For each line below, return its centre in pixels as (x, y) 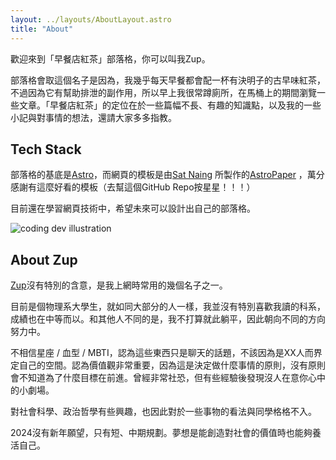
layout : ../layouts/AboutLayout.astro (91, 19)
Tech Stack (46, 149)
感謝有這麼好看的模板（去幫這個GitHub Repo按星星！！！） (133, 187)
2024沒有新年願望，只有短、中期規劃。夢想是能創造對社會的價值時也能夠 (161, 433)
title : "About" (42, 29)
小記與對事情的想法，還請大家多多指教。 (93, 117)
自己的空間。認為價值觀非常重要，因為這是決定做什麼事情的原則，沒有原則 (172, 365)
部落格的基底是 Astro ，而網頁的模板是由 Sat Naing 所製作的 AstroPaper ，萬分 (167, 175)
